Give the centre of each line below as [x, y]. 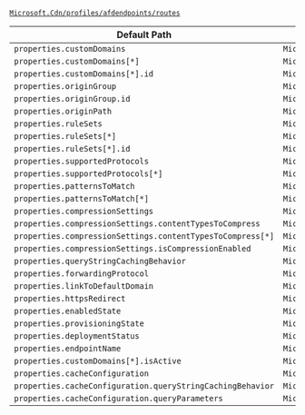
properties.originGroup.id [72, 99]
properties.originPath [63, 111]
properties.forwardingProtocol [82, 274]
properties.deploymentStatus [77, 336]
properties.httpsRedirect [70, 298]
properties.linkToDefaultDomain [84, 286]
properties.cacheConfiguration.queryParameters [119, 398]
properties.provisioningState [79, 324]
